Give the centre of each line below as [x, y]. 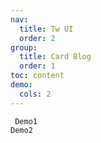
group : [24, 47]
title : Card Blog [55, 57]
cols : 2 [35, 94]
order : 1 [37, 66]
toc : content [37, 76]
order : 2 [37, 38]
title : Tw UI [46, 29]
